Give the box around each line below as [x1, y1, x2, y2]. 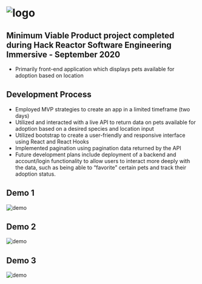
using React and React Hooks [15, 137, 89, 145]
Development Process [6, 89, 92, 100]
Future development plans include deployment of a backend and [15, 151, 177, 158]
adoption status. [15, 170, 56, 178]
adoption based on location [15, 72, 84, 79]
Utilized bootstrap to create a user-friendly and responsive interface [15, 131, 186, 139]
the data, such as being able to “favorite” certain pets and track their [15, 164, 187, 171]
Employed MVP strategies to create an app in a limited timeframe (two [15, 105, 190, 113]
